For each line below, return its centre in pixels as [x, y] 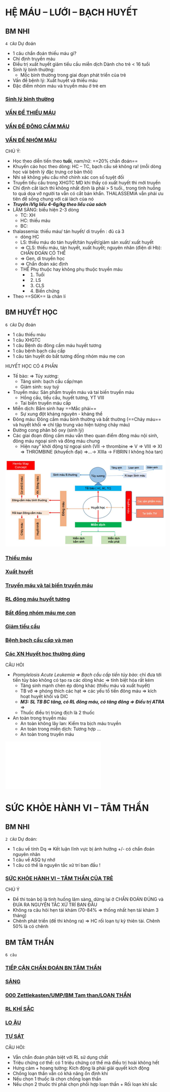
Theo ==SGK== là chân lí [39, 297]
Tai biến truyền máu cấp [46, 403]
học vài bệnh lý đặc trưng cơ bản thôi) [53, 172]
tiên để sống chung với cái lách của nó [53, 199]
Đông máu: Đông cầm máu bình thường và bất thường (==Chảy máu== [87, 419]
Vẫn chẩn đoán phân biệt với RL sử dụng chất [60, 1057]
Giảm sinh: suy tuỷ [40, 387]
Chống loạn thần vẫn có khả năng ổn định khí [60, 1073]
